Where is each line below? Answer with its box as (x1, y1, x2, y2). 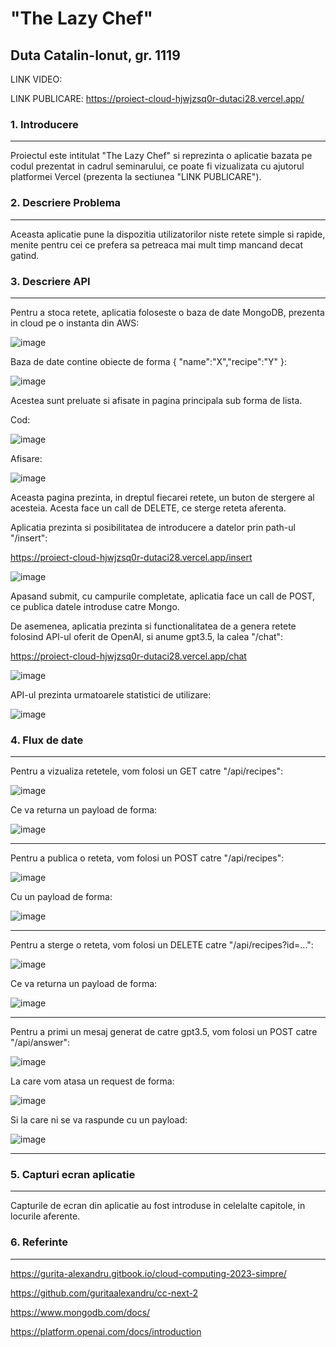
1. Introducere (10, 117, 79, 131)
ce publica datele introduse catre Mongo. (10, 600, 180, 612)
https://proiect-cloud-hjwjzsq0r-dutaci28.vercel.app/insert (10, 551, 253, 563)
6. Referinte (10, 1235, 69, 1249)
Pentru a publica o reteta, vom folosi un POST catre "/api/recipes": (10, 852, 285, 864)
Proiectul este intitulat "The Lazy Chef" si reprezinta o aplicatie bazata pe (10, 150, 313, 162)
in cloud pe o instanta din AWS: (10, 317, 140, 329)
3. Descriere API (10, 274, 91, 288)
